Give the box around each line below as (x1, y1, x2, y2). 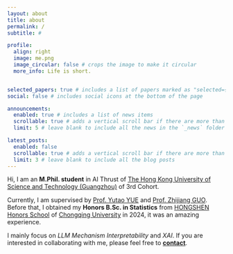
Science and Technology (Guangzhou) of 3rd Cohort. (7, 183, 159, 191)
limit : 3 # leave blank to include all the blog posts (13, 156, 175, 163)
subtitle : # (7, 29, 42, 37)
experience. (7, 218, 42, 226)
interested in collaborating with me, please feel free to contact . (7, 239, 188, 247)
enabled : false (13, 143, 58, 150)
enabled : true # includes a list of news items (13, 111, 154, 118)
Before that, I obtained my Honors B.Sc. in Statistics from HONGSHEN (7, 203, 209, 212)
